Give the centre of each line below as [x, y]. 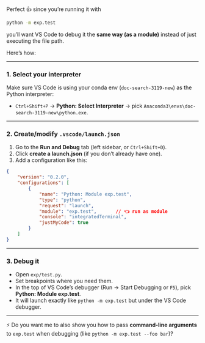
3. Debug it [23, 261]
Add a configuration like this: [51, 160]
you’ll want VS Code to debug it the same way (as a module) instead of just [101, 34]
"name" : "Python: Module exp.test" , [85, 194]
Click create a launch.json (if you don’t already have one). [89, 154]
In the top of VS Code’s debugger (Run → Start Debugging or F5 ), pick [103, 287]
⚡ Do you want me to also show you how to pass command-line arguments [102, 325]
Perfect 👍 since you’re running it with [54, 9]
